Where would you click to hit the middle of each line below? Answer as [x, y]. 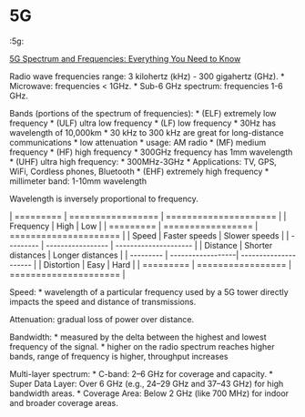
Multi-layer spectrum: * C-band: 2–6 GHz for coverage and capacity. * [141, 373]
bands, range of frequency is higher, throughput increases [119, 356]
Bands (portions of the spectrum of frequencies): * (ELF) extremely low [143, 113]
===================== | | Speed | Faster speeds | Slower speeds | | [149, 235]
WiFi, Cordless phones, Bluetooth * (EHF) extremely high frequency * [139, 171]
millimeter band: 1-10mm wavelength [78, 181]
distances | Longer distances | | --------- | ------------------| [124, 255]
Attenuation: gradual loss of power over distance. [102, 319]
